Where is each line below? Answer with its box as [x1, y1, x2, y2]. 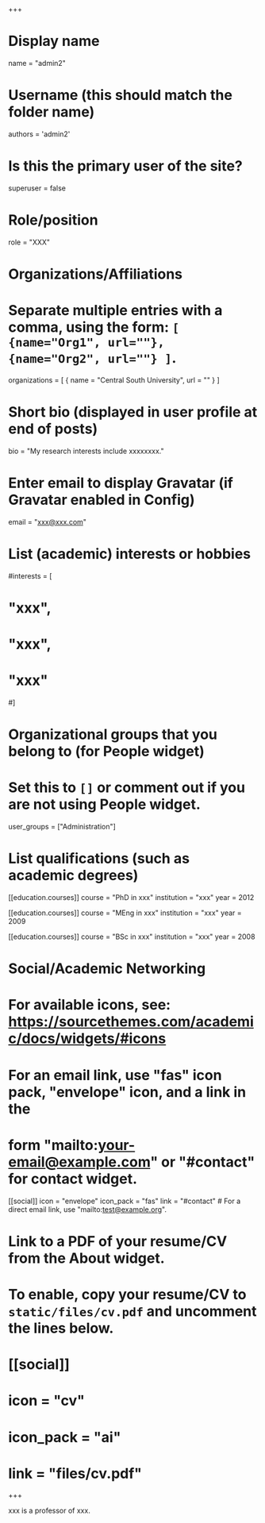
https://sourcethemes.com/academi [8, 1013, 254, 1031]
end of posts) [8, 420, 98, 438]
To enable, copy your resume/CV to [8, 1285, 247, 1303]
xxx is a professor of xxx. [8, 1506, 91, 1516]
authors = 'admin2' [8, 129, 71, 139]
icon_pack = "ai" [8, 1428, 121, 1446]
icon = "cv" [8, 1392, 86, 1410]
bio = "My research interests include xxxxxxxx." [8, 446, 164, 456]
